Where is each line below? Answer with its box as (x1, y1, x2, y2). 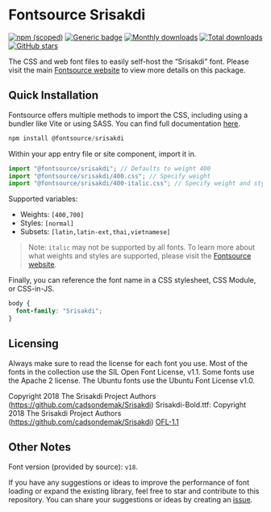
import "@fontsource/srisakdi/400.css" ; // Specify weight (8, 172, 211, 180)
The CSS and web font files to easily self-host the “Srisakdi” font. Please (8, 57, 249, 66)
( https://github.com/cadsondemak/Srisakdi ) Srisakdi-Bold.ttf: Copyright (8, 400, 247, 409)
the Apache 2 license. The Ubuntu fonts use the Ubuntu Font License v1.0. (8, 376, 256, 385)
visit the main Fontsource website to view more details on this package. (8, 65, 246, 74)
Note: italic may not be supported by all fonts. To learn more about (27, 242, 256, 252)
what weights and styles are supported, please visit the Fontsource (27, 251, 252, 261)
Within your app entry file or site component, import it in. (8, 149, 197, 158)
